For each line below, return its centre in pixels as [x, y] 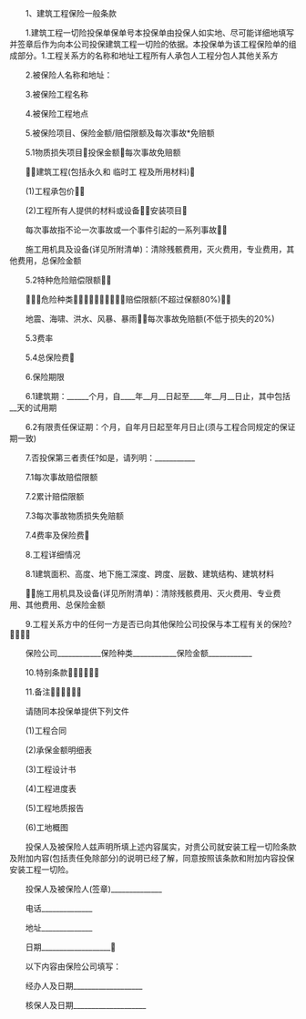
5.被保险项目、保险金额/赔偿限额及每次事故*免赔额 [120, 133]
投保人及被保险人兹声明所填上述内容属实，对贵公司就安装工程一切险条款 [161, 847]
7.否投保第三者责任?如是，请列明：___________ [110, 458]
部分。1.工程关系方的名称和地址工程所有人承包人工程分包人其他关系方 [148, 56]
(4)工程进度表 [51, 788]
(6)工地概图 [46, 827]
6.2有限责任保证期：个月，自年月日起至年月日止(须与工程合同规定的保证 [160, 427]
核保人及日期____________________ [86, 1005]
